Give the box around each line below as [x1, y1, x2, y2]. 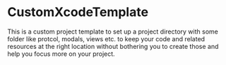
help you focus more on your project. [7, 50, 115, 58]
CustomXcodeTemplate [7, 4, 149, 20]
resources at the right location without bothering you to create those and [7, 42, 219, 50]
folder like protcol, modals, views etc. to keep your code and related [7, 34, 206, 43]
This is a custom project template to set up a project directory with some [7, 27, 219, 36]
